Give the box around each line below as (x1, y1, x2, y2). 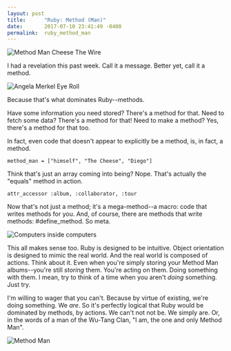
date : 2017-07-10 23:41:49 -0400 (7, 23, 122, 30)
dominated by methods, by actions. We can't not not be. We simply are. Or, (7, 308, 221, 317)
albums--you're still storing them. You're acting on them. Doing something (7, 266, 219, 274)
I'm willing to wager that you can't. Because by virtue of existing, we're (7, 294, 209, 302)
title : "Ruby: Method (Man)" (7, 17, 107, 23)
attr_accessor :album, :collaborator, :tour (7, 190, 137, 197)
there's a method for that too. (7, 123, 91, 132)
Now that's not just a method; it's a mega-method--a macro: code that (7, 203, 208, 211)
